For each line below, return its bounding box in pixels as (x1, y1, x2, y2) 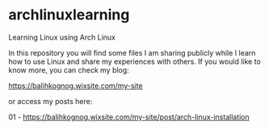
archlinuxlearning (8, 6, 130, 24)
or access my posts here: (8, 96, 93, 106)
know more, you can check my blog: (8, 65, 129, 74)
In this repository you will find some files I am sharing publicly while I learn (8, 48, 256, 57)
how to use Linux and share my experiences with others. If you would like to (8, 57, 261, 66)
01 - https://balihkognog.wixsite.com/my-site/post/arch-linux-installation (8, 111, 250, 122)
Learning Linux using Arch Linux (8, 32, 116, 42)
